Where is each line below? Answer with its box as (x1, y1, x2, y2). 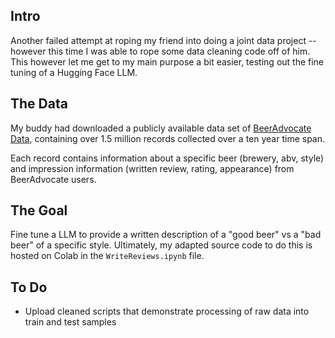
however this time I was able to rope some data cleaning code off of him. (10, 45, 311, 57)
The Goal (10, 202, 68, 219)
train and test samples (24, 316, 117, 328)
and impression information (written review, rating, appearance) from (10, 162, 295, 174)
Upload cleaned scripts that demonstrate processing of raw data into (24, 305, 310, 318)
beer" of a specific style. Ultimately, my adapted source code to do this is (10, 239, 313, 251)
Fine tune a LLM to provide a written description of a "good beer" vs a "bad (10, 229, 322, 241)
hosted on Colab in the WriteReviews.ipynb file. (10, 250, 205, 262)
